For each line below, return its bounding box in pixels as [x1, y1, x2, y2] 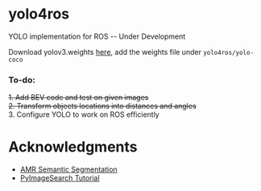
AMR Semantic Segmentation [19, 164, 118, 174]
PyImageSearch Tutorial [19, 173, 100, 183]
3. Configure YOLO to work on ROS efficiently [8, 110, 159, 119]
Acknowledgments [8, 138, 139, 156]
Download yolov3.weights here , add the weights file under [8, 47, 201, 56]
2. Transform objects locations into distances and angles [8, 102, 197, 111]
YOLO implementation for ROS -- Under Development [8, 31, 186, 41]
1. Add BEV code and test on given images [8, 93, 149, 102]
